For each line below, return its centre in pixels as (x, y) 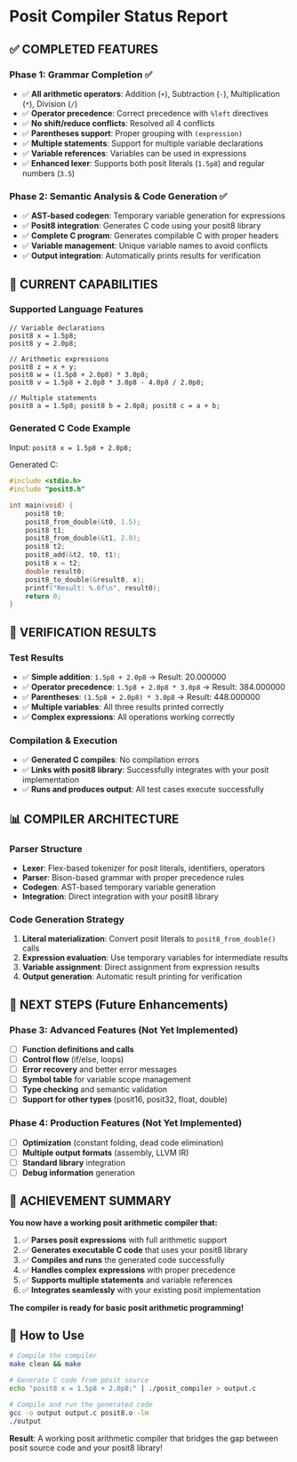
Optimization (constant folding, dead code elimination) (123, 1142)
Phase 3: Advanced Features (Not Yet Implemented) (124, 1030)
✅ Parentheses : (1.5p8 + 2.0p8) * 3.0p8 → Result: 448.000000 (141, 696)
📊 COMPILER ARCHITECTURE (94, 819)
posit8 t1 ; (45, 530)
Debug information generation (79, 1172)
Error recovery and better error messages (100, 1070)
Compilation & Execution (64, 740)
